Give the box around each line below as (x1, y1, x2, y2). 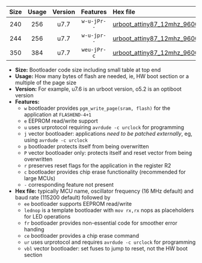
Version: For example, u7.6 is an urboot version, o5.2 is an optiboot (14, 85, 182, 92)
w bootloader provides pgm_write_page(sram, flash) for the (23, 104, 171, 112)
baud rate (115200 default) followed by (14, 194, 111, 201)
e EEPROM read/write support (23, 117, 98, 124)
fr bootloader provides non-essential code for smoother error (23, 219, 177, 226)
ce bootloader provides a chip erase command (23, 232, 139, 239)
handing (23, 226, 44, 233)
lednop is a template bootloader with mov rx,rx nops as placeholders (23, 207, 194, 214)
